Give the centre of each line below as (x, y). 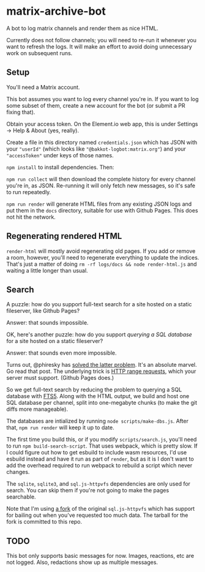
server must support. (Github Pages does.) (60, 378)
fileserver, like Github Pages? (43, 311)
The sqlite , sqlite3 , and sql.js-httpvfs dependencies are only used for (99, 484)
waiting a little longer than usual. (47, 270)
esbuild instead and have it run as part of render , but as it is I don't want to (100, 459)
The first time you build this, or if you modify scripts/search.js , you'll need (102, 440)
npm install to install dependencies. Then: (60, 167)
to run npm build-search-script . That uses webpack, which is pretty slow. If (102, 446)
